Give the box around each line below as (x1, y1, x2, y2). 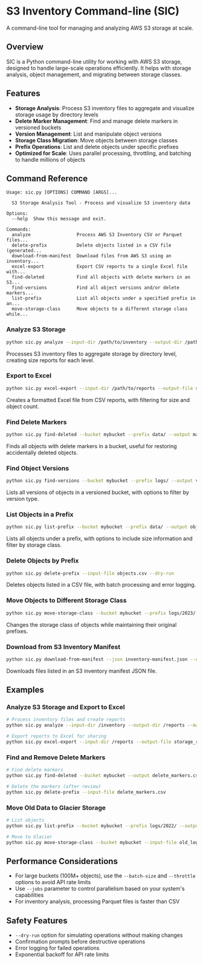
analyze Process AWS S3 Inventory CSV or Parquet (11, 232, 182, 238)
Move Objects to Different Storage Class (6, 596, 127, 605)
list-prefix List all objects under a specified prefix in (11, 295, 196, 302)
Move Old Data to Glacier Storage (6, 804, 106, 812)
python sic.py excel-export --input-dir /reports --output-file (6, 739, 172, 745)
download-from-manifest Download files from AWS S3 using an (11, 253, 172, 259)
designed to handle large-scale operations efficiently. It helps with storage (6, 64, 192, 71)
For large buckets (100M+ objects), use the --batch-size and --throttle (14, 872, 196, 879)
